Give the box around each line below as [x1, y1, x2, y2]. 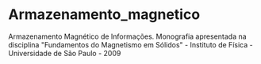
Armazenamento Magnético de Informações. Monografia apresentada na [8, 32, 248, 41]
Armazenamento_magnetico [8, 6, 201, 24]
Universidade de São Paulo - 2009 [8, 48, 121, 58]
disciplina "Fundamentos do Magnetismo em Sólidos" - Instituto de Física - [8, 40, 253, 49]
